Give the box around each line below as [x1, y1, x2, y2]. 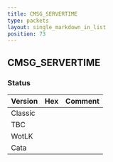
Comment [65, 96, 99, 106]
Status [7, 77, 31, 87]
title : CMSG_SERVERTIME [7, 10, 78, 18]
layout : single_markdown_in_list [7, 23, 107, 31]
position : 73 [7, 30, 46, 38]
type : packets [7, 17, 50, 24]
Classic [11, 108, 36, 118]
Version [11, 96, 38, 106]
